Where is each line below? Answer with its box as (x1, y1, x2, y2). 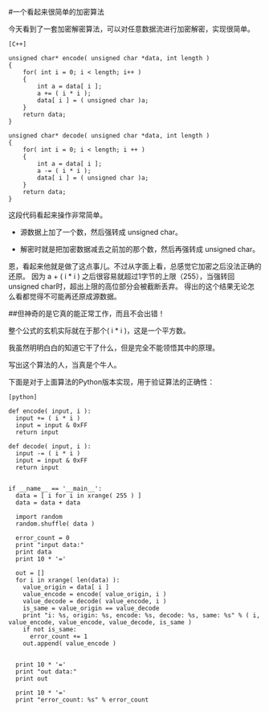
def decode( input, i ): (8, 442, 92, 451)
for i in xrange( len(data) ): (15, 576, 120, 584)
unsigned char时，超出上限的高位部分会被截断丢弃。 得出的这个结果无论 (8, 282, 248, 291)
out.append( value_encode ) (22, 640, 116, 648)
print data (15, 548, 52, 556)
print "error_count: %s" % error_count (15, 696, 149, 704)
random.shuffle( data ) (15, 520, 95, 528)
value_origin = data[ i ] (22, 583, 110, 591)
